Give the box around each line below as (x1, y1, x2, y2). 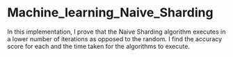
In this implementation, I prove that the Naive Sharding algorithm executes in (7, 27, 226, 36)
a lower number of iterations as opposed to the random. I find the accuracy (7, 34, 223, 43)
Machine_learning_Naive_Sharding (7, 5, 214, 21)
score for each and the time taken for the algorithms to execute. (7, 42, 190, 50)
